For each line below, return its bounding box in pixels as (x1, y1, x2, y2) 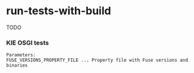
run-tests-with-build (6, 4, 112, 18)
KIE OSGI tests (6, 39, 50, 47)
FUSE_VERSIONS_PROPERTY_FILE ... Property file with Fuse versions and (6, 58, 188, 64)
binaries (6, 62, 28, 69)
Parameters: (6, 52, 36, 58)
